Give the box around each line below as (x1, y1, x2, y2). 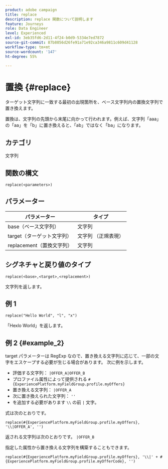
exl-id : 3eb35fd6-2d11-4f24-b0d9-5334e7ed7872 (5, 36, 104, 41)
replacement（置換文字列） (8, 242, 73, 249)
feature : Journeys (5, 21, 44, 27)
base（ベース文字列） (8, 223, 59, 230)
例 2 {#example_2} (5, 339, 64, 347)
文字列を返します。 (5, 283, 45, 289)
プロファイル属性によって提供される (12, 376, 87, 382)
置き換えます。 (5, 105, 36, 111)
